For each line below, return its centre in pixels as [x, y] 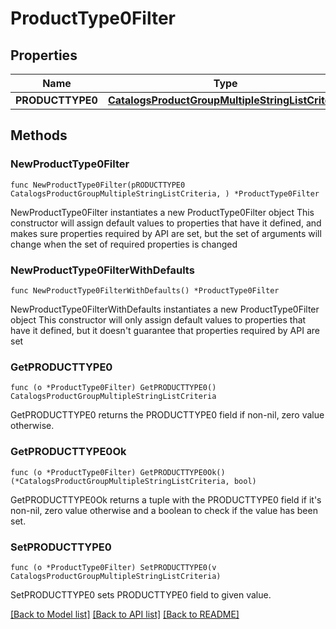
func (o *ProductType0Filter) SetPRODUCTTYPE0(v [113, 567]
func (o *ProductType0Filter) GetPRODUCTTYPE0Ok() [118, 472]
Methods [39, 135]
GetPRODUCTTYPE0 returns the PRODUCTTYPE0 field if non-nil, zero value [167, 415]
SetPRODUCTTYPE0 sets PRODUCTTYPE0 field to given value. [141, 594]
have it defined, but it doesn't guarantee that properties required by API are [165, 330]
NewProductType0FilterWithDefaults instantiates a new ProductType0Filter [165, 309]
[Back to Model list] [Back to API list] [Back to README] [125, 614]
